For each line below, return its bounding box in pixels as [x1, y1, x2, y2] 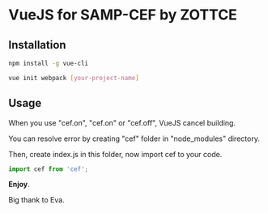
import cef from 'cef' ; [8, 164, 89, 173]
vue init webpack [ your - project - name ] [8, 74, 139, 82]
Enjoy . [8, 180, 30, 190]
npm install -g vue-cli [8, 59, 89, 67]
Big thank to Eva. [8, 195, 65, 205]
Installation [8, 38, 66, 52]
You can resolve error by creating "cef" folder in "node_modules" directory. [8, 134, 261, 143]
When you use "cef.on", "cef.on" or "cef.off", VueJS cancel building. [8, 117, 236, 127]
